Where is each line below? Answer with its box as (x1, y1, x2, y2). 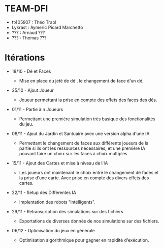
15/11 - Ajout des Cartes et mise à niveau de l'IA (11, 160, 108, 166)
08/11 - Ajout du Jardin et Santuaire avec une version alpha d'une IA (11, 131, 150, 137)
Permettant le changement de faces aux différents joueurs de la (19, 140, 149, 146)
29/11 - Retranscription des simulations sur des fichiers (11, 208, 124, 214)
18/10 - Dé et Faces (11, 68, 51, 74)
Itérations (4, 52, 45, 63)
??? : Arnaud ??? (11, 29, 45, 35)
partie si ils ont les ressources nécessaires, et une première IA (19, 145, 146, 151)
